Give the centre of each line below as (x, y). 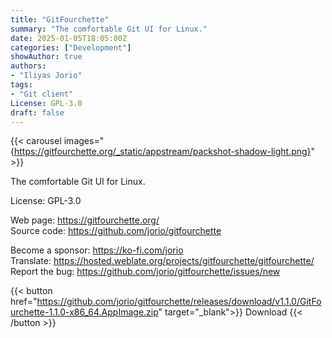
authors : (28, 66)
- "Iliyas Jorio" (46, 76)
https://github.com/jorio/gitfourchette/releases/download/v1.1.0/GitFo (179, 302)
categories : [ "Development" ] (71, 47)
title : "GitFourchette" (60, 19)
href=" (24, 302)
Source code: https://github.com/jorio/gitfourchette (116, 231)
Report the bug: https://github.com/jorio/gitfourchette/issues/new (145, 272)
